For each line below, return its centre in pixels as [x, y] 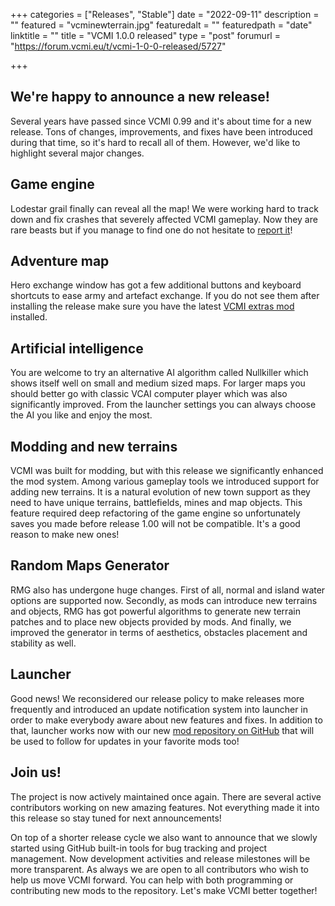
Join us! [36, 772]
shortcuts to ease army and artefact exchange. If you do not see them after [165, 296]
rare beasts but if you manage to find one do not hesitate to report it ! [151, 230]
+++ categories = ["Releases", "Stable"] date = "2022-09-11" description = [165, 14]
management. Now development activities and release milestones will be [160, 858]
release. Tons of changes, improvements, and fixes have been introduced [161, 131]
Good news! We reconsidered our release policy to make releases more [157, 698]
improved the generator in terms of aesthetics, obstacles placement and [159, 632]
